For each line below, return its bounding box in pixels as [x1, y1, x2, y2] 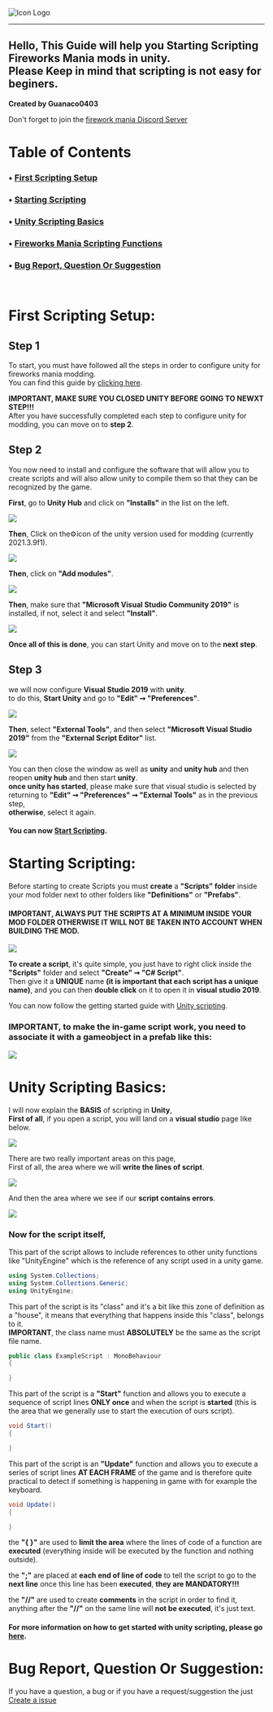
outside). [8, 1555, 38, 1565]
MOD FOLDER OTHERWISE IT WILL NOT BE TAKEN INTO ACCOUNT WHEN [8, 917, 262, 927]
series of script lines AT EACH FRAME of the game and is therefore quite [8, 1467, 252, 1477]
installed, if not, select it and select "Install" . [8, 608, 158, 618]
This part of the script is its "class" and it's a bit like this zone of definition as [8, 1302, 265, 1311]
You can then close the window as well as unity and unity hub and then [8, 764, 249, 774]
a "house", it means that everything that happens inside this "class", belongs [8, 1310, 264, 1319]
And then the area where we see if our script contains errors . [8, 1193, 216, 1203]
